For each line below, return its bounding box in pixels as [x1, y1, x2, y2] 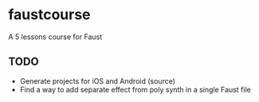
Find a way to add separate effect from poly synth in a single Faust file [19, 84, 251, 94]
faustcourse [8, 6, 91, 24]
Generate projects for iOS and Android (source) [19, 76, 176, 85]
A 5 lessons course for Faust [8, 32, 103, 41]
